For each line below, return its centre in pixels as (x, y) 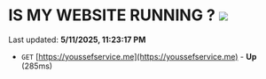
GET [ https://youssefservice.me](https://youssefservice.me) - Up (139, 56)
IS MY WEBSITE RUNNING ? (112, 15)
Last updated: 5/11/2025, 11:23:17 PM (77, 39)
